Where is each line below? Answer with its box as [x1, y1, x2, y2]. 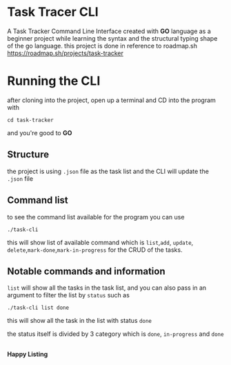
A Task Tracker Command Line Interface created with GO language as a [7, 27, 212, 35]
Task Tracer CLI [7, 4, 99, 20]
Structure [7, 149, 50, 161]
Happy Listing [7, 350, 48, 358]
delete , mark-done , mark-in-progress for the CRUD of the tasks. [7, 246, 183, 254]
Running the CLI [7, 73, 101, 89]
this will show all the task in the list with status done [7, 317, 152, 325]
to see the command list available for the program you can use [7, 213, 185, 221]
